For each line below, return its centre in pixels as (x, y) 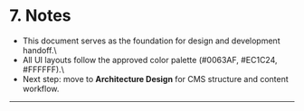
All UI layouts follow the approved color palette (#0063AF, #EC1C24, (150, 60)
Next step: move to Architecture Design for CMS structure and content (156, 79)
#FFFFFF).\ (43, 69)
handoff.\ (39, 50)
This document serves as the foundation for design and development (151, 41)
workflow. (41, 88)
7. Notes (40, 16)
